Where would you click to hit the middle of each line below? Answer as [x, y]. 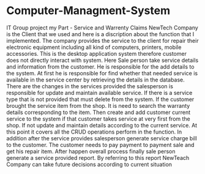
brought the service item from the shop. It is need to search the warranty [98, 105]
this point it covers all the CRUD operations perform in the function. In [94, 132]
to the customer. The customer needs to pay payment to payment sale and [100, 145]
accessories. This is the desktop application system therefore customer [96, 53]
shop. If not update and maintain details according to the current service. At [102, 125]
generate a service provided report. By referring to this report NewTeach [98, 157]
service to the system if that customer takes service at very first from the [99, 119]
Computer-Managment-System [88, 11]
